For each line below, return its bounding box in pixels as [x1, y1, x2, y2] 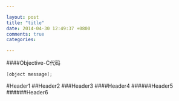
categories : [6, 37, 36, 43]
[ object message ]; [6, 71, 53, 77]
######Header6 [6, 89, 48, 96]
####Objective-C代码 [6, 59, 60, 67]
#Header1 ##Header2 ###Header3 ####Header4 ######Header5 [6, 82, 174, 90]
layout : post [6, 14, 39, 20]
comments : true [6, 31, 45, 37]
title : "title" [6, 19, 45, 26]
